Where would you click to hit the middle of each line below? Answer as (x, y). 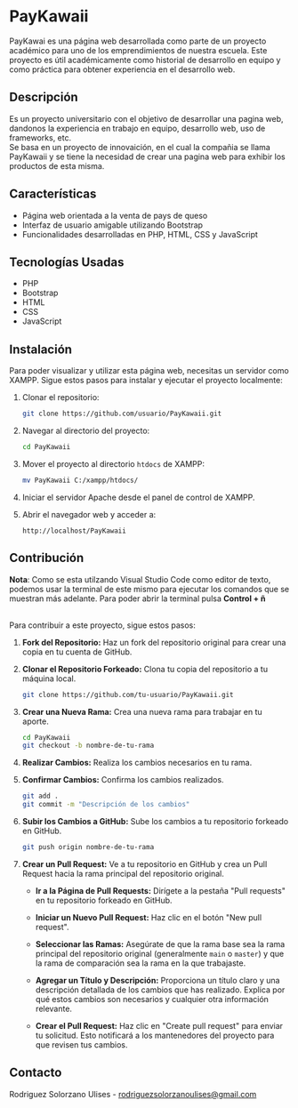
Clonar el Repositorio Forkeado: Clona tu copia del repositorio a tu (145, 669)
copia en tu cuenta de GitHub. (77, 652)
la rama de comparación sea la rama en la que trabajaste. (141, 963)
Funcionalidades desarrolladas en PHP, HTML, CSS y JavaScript (140, 234)
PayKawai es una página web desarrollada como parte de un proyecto (138, 41)
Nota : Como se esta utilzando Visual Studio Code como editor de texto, (140, 579)
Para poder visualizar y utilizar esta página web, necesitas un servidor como (149, 371)
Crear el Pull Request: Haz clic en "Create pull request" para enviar (159, 1025)
